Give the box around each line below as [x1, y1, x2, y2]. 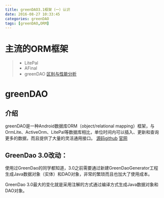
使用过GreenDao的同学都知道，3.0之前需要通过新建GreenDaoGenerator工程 [5, 165, 158, 171]
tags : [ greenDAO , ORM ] [5, 21, 49, 26]
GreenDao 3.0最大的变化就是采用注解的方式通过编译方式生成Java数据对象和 [5, 182, 159, 187]
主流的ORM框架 [5, 44, 69, 54]
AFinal [24, 65, 38, 71]
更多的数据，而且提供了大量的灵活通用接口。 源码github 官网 [5, 135, 128, 141]
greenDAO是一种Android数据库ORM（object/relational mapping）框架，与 [5, 123, 155, 129]
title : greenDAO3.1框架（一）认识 [5, 7, 70, 12]
